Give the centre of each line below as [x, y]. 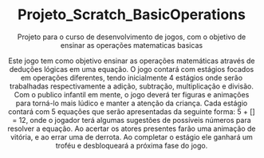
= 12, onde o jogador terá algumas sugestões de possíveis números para [132, 120]
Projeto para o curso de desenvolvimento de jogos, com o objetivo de [132, 37]
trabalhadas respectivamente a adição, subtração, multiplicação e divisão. [132, 86]
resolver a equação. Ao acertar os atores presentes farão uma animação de [132, 128]
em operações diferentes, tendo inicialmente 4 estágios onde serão [132, 77]
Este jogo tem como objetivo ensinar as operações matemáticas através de [132, 61]
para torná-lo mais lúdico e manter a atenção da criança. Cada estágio [132, 103]
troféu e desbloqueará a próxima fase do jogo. [132, 145]
